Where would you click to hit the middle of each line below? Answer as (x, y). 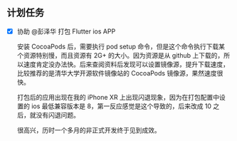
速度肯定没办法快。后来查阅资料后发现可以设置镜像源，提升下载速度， (126, 64)
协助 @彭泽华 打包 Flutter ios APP (66, 31)
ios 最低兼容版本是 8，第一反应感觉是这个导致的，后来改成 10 (121, 106)
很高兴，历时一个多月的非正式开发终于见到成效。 (89, 130)
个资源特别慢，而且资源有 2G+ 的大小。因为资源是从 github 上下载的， (120, 55)
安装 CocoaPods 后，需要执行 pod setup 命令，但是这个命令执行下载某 (121, 46)
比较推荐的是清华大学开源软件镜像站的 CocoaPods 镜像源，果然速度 (117, 73)
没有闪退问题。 (58, 115)
